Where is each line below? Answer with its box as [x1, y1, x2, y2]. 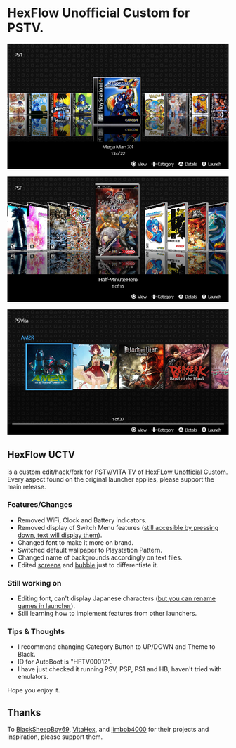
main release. [7, 482, 47, 491]
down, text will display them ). [17, 531, 103, 539]
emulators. [17, 673, 49, 681]
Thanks [7, 707, 41, 718]
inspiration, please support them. [7, 733, 103, 741]
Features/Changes [7, 500, 72, 510]
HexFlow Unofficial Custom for [7, 5, 190, 21]
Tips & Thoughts [7, 627, 65, 637]
